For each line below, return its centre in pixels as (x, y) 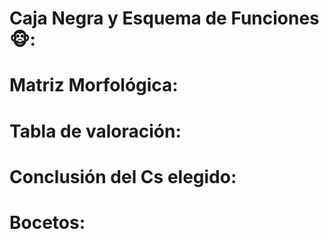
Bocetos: (47, 222)
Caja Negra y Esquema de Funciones (164, 18)
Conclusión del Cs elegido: (123, 176)
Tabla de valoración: (95, 131)
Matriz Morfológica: (94, 85)
